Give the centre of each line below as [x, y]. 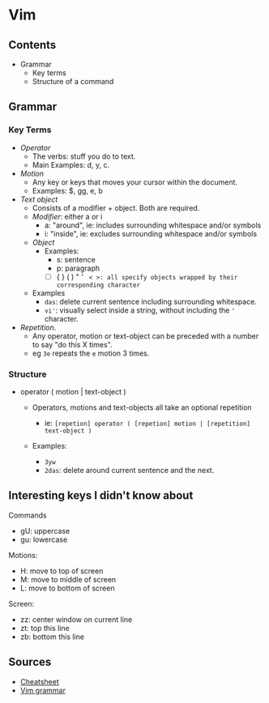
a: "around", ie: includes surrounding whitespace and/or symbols [153, 225]
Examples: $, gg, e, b [68, 190]
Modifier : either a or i [67, 216]
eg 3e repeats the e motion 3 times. [91, 353]
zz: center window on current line [76, 619]
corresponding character [98, 285]
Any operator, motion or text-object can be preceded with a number [145, 336]
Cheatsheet [39, 681]
